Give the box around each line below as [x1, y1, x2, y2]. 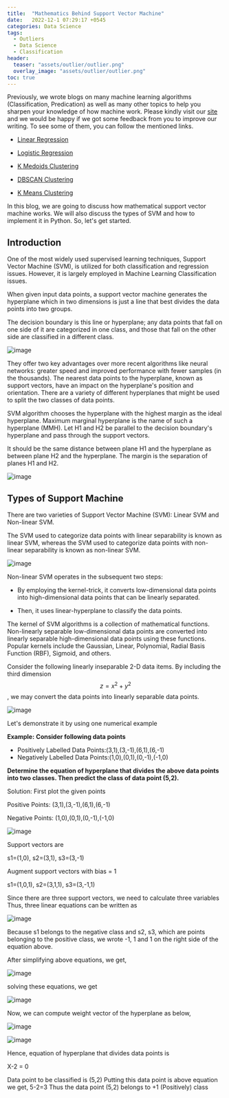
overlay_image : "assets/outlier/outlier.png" [13, 67, 146, 74]
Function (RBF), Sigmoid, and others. [7, 649, 111, 657]
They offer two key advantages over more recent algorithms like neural [7, 359, 208, 368]
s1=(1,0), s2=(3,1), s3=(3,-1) [7, 854, 85, 862]
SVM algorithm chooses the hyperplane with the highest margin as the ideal [7, 409, 222, 418]
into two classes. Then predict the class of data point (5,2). [7, 773, 179, 782]
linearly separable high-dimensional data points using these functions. [7, 634, 206, 643]
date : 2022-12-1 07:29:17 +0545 [7, 17, 107, 23]
